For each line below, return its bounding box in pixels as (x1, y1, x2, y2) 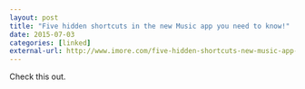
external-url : (9, 47, 64, 56)
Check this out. (9, 71, 66, 82)
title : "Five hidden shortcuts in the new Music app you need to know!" (9, 22, 290, 31)
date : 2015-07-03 (9, 30, 75, 39)
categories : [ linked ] (9, 38, 92, 48)
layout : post (9, 13, 59, 22)
